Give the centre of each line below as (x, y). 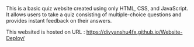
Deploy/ (15, 38)
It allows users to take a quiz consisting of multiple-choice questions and (94, 15)
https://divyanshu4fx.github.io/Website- (134, 32)
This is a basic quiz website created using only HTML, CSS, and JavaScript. (97, 8)
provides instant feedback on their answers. (59, 21)
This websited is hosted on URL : (46, 32)
